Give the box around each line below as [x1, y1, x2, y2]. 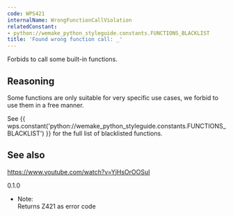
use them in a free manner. [7, 101, 85, 109]
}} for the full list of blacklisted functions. [45, 129, 163, 138]
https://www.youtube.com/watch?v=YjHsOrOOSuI [7, 167, 151, 176]
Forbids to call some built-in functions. [7, 55, 118, 63]
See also [7, 149, 45, 161]
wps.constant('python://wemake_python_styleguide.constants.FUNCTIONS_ [7, 122, 226, 130]
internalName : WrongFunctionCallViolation [7, 17, 132, 24]
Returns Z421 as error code [17, 202, 96, 210]
